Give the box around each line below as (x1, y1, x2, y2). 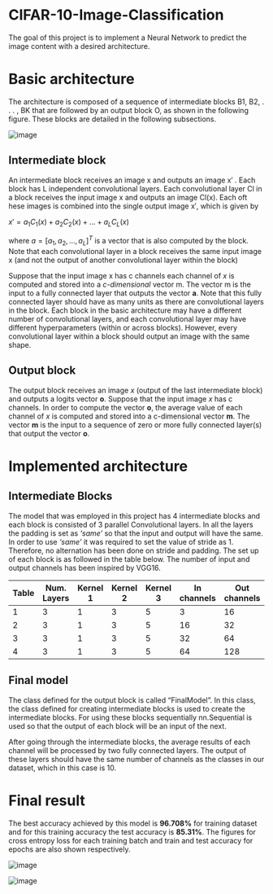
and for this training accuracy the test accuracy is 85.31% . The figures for (8, 826, 256, 836)
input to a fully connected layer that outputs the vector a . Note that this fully (8, 287, 262, 298)
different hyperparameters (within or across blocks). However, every (8, 322, 238, 332)
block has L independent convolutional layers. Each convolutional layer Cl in (8, 183, 262, 193)
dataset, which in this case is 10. (8, 763, 116, 773)
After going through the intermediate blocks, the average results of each (8, 737, 250, 747)
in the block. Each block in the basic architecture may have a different (8, 305, 242, 315)
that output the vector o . (8, 428, 90, 438)
